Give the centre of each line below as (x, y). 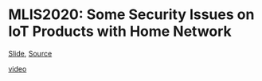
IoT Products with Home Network (120, 31)
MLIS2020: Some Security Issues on (131, 15)
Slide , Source (30, 53)
